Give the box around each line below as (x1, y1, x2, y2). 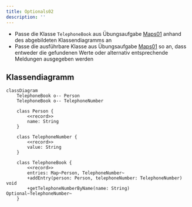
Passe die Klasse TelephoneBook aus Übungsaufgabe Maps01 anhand (14, 30, 182, 37)
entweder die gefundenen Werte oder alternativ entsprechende (14, 49, 169, 56)
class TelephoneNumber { (16, 134, 78, 140)
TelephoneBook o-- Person (16, 93, 80, 99)
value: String (27, 145, 62, 151)
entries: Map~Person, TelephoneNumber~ (27, 170, 125, 176)
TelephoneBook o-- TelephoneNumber (16, 98, 104, 104)
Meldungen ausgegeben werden (14, 55, 94, 62)
